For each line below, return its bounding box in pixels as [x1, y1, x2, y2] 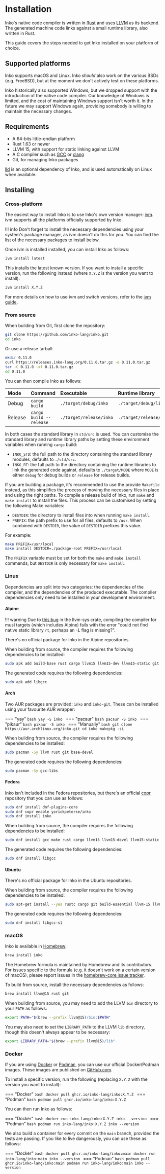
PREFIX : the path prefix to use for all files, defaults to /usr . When [12, 517, 142, 523]
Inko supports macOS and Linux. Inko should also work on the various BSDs [5, 73, 159, 78]
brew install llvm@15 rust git [5, 991, 69, 996]
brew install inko [5, 953, 43, 958]
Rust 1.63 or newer [12, 141, 51, 147]
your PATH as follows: [5, 1005, 48, 1012]
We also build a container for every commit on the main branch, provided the [5, 1131, 160, 1137]
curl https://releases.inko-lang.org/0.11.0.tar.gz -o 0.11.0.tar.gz [5, 360, 151, 365]
